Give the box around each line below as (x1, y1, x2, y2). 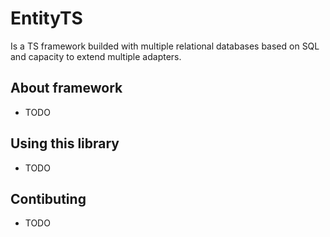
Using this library (10, 135, 120, 152)
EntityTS (10, 7, 83, 30)
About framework (10, 80, 123, 97)
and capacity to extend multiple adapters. (10, 50, 182, 62)
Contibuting (10, 190, 87, 207)
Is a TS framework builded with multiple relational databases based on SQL (10, 40, 320, 52)
